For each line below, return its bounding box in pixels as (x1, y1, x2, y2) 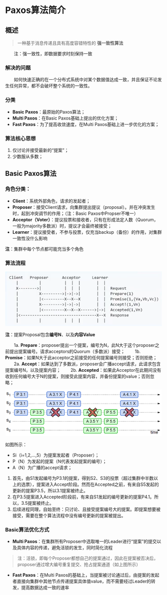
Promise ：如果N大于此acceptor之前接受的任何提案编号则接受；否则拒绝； (5, 355, 158, 361)
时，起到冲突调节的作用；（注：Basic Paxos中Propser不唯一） (12, 210, 139, 216)
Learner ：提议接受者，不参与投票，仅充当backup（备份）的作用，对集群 (12, 229, 162, 235)
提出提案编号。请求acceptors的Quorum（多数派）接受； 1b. (9, 348, 141, 354)
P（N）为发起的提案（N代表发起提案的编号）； (12, 458, 107, 464)
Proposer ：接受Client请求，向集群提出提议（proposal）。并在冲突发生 (12, 204, 156, 210)
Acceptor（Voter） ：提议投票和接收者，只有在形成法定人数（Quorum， (12, 216, 159, 222)
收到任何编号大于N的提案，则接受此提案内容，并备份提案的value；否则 (5, 373, 151, 379)
